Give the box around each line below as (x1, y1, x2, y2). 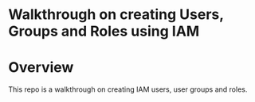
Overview (8, 59, 74, 77)
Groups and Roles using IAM (8, 22, 200, 40)
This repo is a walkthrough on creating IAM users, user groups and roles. (8, 85, 248, 94)
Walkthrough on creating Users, (8, 6, 225, 24)
